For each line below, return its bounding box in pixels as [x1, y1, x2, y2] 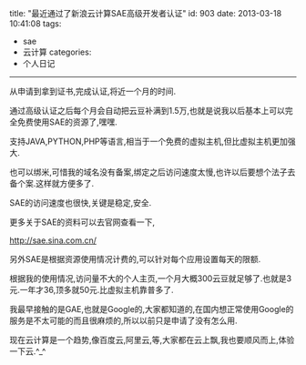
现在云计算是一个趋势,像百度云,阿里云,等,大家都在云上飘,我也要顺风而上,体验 [9, 335, 295, 345]
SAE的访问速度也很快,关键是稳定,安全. [9, 198, 152, 208]
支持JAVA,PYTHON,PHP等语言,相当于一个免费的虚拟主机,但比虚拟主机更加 [9, 136, 289, 147]
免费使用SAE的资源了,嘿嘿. [16, 117, 118, 127]
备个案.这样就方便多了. [9, 178, 95, 188]
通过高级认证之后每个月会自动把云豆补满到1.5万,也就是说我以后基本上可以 [9, 106, 285, 116]
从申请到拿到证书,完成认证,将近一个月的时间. [9, 86, 177, 96]
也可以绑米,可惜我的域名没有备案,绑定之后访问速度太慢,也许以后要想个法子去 [9, 167, 296, 177]
